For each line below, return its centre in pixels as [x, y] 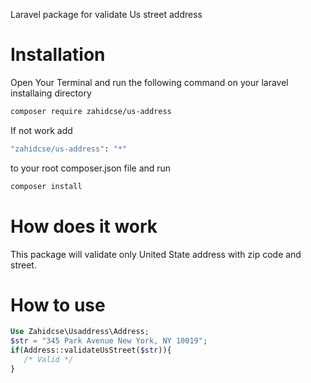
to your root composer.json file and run [91, 168]
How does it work [84, 226]
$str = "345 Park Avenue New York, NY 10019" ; [109, 341]
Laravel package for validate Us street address [106, 14]
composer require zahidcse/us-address [91, 111]
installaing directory [51, 93]
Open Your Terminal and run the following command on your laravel [149, 82]
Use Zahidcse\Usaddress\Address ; [80, 332]
